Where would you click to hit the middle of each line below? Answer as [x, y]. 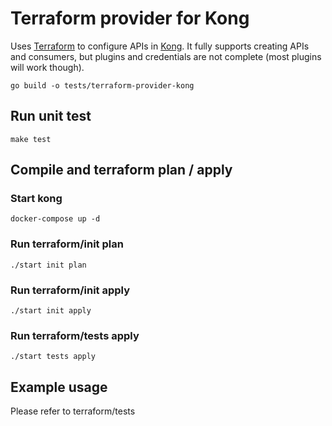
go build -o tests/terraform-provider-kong [102, 85]
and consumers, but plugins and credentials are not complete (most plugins [166, 56]
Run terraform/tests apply [75, 335]
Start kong [36, 199]
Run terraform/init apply [70, 290]
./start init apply [51, 311]
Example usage [59, 387]
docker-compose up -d [55, 219]
